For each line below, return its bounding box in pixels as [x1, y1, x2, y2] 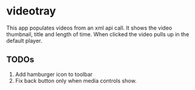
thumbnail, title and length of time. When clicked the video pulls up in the [6, 30, 190, 37]
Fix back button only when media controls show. [15, 77, 137, 84]
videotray [6, 4, 56, 18]
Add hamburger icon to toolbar [15, 71, 93, 78]
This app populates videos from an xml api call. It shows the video [6, 24, 172, 31]
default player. [6, 37, 43, 44]
